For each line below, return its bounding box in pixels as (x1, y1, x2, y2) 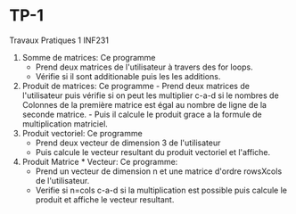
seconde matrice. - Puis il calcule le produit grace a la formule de (21, 109, 262, 119)
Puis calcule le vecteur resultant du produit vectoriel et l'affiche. (35, 146, 271, 157)
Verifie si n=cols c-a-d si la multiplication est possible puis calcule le (35, 185, 288, 195)
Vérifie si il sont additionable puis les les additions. (35, 70, 221, 81)
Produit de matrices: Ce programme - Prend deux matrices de (21, 80, 250, 91)
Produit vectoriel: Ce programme (21, 128, 143, 138)
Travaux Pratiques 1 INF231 (9, 35, 110, 45)
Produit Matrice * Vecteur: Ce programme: (21, 156, 178, 167)
